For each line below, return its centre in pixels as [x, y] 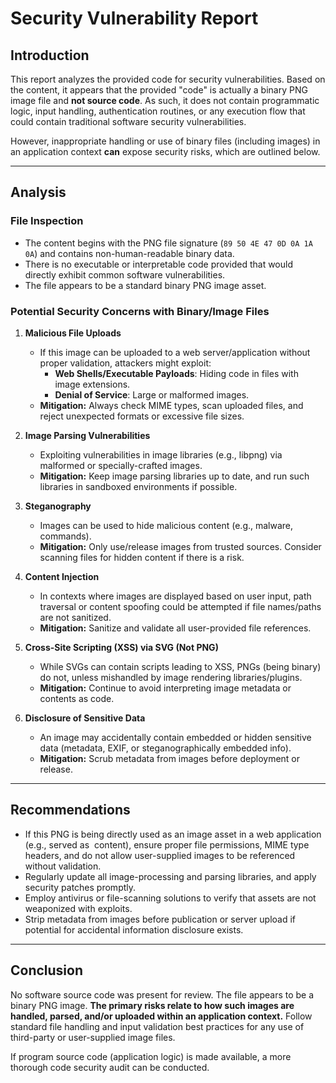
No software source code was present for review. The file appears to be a [162, 994]
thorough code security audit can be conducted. [110, 1067]
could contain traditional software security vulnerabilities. [128, 121]
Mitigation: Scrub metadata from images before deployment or [170, 758]
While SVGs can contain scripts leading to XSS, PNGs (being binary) [180, 666]
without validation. [63, 866]
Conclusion [47, 970]
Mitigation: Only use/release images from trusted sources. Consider [180, 546]
